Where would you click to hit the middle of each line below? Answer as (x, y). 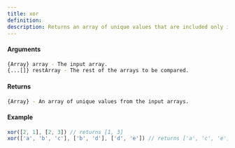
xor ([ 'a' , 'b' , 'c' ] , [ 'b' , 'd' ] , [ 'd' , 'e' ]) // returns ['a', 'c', (111, 139)
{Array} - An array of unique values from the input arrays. (98, 101)
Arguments (24, 49)
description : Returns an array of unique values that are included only (115, 27)
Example (20, 117)
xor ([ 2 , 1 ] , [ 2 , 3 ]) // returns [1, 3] (65, 132)
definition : (24, 20)
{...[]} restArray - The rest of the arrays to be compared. (98, 71)
